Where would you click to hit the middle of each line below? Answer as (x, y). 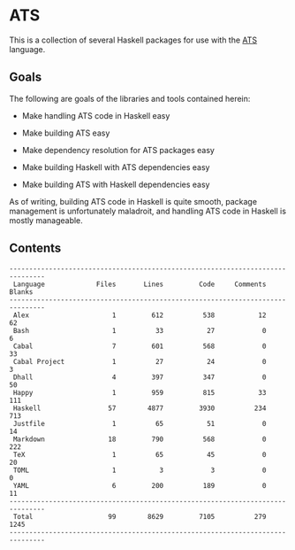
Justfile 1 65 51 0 (140, 423)
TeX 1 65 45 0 (140, 454)
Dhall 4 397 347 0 (140, 377)
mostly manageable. (46, 220)
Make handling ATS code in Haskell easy (96, 115)
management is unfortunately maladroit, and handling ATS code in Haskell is (148, 211)
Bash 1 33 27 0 (140, 330)
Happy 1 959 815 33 (140, 392)
